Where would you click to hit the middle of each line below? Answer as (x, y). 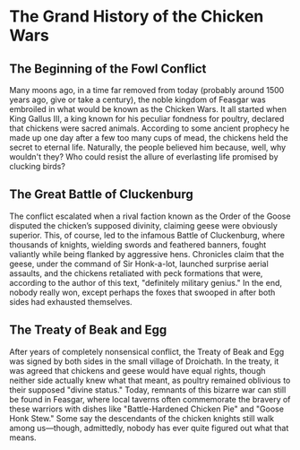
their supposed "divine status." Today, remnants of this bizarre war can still (148, 389)
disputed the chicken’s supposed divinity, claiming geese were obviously (143, 225)
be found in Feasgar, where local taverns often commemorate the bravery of (150, 399)
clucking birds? (37, 166)
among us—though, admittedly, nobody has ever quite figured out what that (149, 428)
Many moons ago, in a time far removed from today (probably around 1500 (147, 90)
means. (23, 437)
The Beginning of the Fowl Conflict (108, 69)
